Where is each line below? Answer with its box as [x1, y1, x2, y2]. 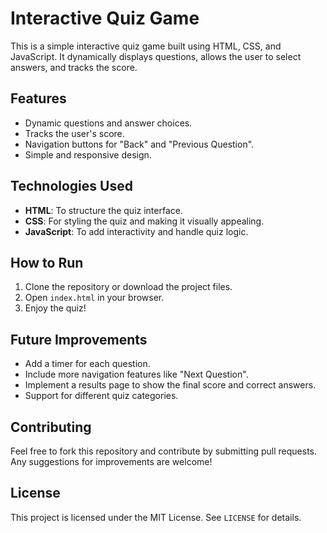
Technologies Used [10, 178, 133, 195]
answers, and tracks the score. [10, 61, 138, 73]
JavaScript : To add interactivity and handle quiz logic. [24, 225, 249, 237]
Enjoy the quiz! [24, 302, 87, 314]
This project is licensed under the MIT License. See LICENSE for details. [10, 511, 302, 523]
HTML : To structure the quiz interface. [24, 204, 183, 216]
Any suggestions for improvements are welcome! [10, 456, 213, 467]
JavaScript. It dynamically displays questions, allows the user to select [10, 50, 302, 62]
